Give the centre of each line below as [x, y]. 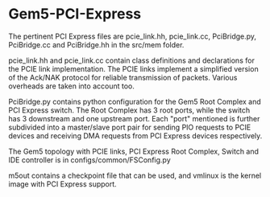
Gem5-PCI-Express [75, 14]
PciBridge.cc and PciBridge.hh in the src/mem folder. [96, 44]
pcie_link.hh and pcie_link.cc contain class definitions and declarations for [132, 60]
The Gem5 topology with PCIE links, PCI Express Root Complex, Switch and [134, 151]
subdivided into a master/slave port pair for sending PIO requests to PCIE [130, 127]
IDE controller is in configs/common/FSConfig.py [89, 160]
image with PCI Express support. [62, 184]
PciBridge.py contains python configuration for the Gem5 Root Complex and [135, 101]
